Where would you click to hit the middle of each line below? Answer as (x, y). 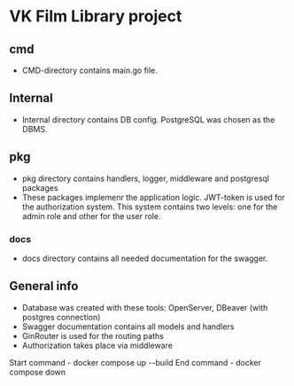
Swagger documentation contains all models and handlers (128, 327)
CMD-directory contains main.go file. (89, 70)
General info (44, 286)
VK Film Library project (96, 16)
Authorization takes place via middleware (97, 345)
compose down (38, 372)
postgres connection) (61, 317)
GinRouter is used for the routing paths (93, 335)
